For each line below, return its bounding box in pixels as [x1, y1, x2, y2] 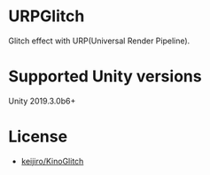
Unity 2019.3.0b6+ [8, 95, 76, 106]
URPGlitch [8, 6, 85, 27]
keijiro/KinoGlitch [20, 156, 84, 166]
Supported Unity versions [8, 66, 202, 87]
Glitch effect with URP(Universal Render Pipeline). [8, 35, 191, 46]
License [8, 126, 68, 147]
